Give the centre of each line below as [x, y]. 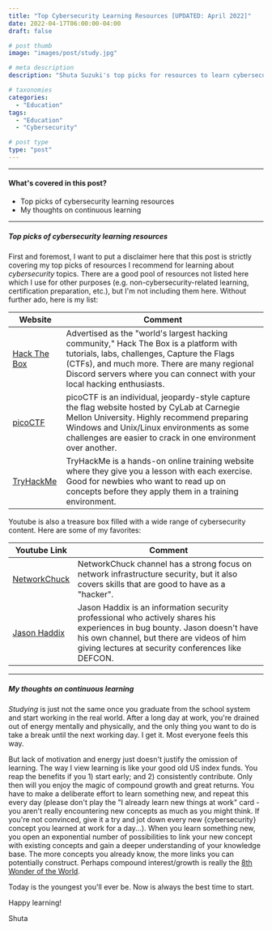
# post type [28, 143]
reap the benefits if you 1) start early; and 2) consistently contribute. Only [131, 777]
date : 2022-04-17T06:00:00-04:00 [65, 24]
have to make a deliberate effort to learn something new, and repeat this [129, 794]
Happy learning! [35, 903]
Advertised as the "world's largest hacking [147, 333]
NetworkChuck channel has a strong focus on [165, 564]
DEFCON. [96, 658]
